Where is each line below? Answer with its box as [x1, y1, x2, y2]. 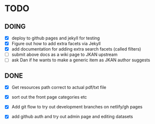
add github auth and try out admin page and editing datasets [11, 114, 133, 120]
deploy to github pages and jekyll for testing [11, 35, 100, 41]
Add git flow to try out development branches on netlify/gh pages [11, 104, 143, 110]
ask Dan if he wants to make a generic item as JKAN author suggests [11, 57, 150, 63]
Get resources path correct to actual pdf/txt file [11, 85, 106, 90]
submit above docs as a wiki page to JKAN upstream [11, 52, 118, 57]
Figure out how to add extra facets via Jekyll [11, 41, 101, 47]
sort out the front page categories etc [11, 94, 87, 100]
